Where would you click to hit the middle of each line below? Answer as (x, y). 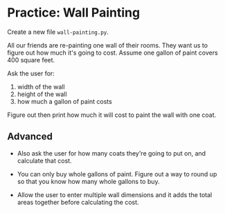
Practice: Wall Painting (74, 13)
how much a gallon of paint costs (64, 101)
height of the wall (42, 94)
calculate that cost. (44, 160)
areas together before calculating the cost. (78, 202)
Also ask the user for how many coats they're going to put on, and (111, 153)
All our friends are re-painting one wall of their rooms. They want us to (108, 45)
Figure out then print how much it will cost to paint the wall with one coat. (112, 115)
